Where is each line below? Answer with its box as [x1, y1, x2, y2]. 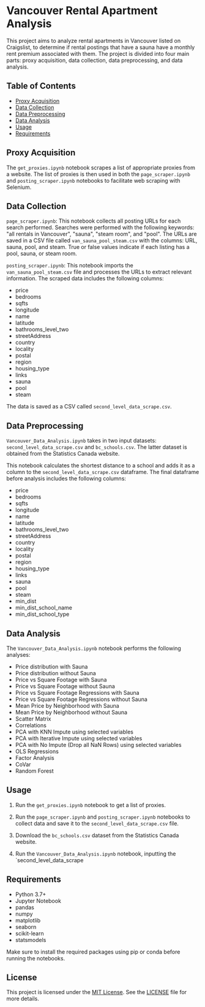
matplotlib [15, 916, 41, 924]
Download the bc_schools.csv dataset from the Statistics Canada [15, 832, 179, 839]
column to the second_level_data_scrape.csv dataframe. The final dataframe [6, 469, 199, 476]
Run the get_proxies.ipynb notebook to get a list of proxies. [15, 801, 166, 808]
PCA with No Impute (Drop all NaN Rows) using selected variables [15, 741, 182, 748]
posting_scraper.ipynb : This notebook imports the [6, 262, 133, 269]
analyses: [6, 651, 31, 658]
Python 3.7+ [15, 890, 47, 898]
